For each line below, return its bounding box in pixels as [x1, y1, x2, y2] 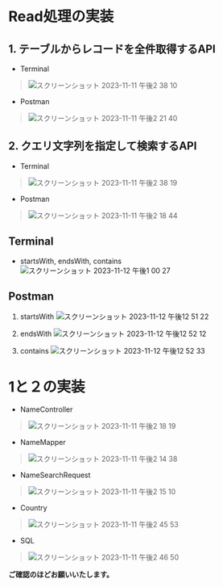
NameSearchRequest [19, 470, 91, 480]
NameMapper [19, 438, 66, 447]
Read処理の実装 [8, 7, 114, 26]
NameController [19, 405, 73, 414]
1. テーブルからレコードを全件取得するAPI [8, 42, 216, 56]
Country [19, 503, 47, 513]
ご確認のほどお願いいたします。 [8, 570, 114, 580]
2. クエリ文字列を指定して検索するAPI [8, 139, 197, 153]
